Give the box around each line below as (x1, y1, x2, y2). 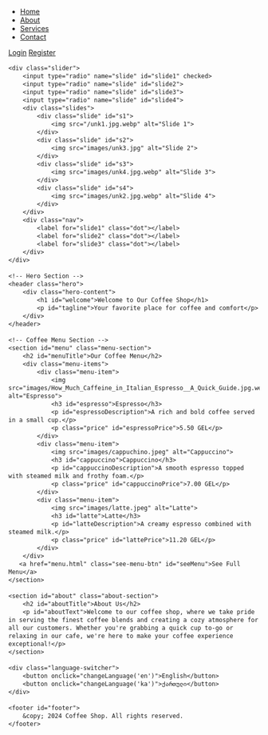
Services (19, 24, 49, 33)
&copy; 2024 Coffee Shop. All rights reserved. (22, 712, 183, 720)
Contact (19, 32, 46, 42)
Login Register (8, 48, 56, 57)
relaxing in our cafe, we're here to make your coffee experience (8, 632, 234, 640)
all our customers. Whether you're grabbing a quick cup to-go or (8, 624, 234, 632)
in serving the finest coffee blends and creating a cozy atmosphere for (8, 616, 259, 624)
